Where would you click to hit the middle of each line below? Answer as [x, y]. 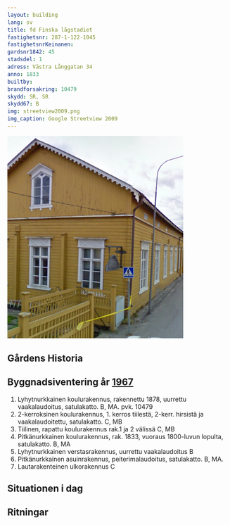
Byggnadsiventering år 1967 [70, 382]
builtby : [20, 82]
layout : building [33, 15]
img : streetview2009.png [44, 112]
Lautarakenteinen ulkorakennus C [66, 466]
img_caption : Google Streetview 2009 [63, 119]
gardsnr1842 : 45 [31, 52]
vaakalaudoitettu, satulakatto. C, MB [70, 422]
